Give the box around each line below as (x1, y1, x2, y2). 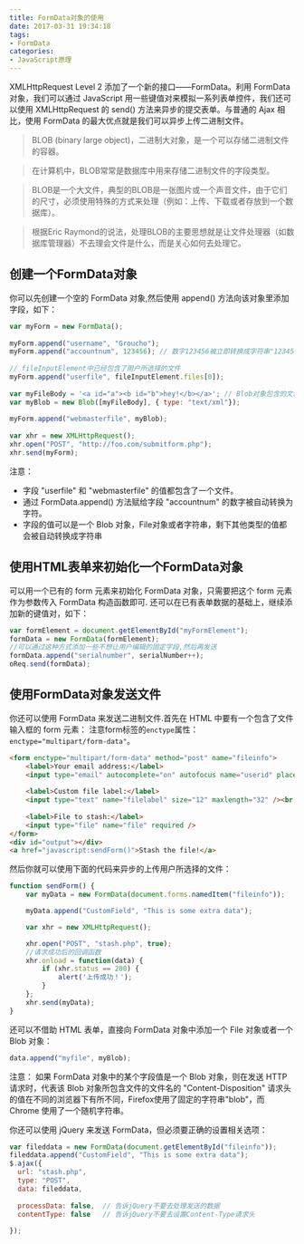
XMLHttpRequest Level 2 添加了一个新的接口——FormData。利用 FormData (9, 82, 291, 92)
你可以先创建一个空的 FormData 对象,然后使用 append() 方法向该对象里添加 (9, 292, 290, 304)
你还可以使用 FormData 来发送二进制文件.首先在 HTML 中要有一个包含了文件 (9, 712, 294, 723)
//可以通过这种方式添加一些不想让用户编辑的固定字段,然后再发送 (9, 642, 217, 652)
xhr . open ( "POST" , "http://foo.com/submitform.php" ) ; (9, 440, 213, 449)
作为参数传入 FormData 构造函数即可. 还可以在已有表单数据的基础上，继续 (9, 596, 285, 607)
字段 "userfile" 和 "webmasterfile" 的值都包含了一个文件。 (22, 485, 239, 496)
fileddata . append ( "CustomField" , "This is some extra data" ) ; (9, 1151, 249, 1160)
